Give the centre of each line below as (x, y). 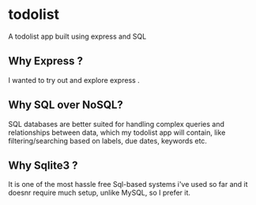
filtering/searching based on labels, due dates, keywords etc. (108, 140)
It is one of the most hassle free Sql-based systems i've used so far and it (128, 184)
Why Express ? (46, 61)
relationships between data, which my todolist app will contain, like (117, 132)
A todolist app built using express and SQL (77, 36)
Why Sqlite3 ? (43, 165)
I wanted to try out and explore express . (74, 80)
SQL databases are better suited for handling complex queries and (117, 124)
